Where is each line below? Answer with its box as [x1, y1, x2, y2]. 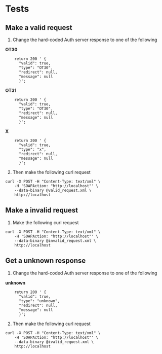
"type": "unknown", [18, 298, 60, 303]
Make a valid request [5, 23, 72, 32]
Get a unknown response [5, 257, 86, 265]
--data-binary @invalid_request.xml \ [14, 238, 96, 243]
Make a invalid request [5, 206, 78, 215]
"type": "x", [18, 147, 47, 152]
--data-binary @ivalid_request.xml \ [14, 339, 94, 344]
